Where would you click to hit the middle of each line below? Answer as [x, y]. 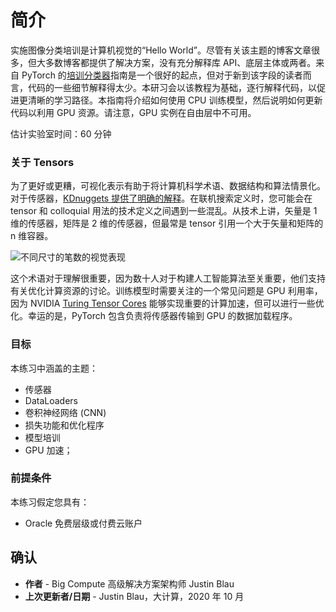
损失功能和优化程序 [64, 425]
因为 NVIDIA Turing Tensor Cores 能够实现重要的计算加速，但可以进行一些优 [167, 303]
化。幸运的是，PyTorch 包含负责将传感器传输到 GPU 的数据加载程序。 [154, 316]
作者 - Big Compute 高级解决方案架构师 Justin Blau [129, 583]
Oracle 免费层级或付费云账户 [83, 523]
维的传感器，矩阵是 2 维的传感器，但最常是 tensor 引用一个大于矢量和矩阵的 [167, 223]
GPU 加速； [48, 450]
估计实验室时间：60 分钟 [61, 133]
